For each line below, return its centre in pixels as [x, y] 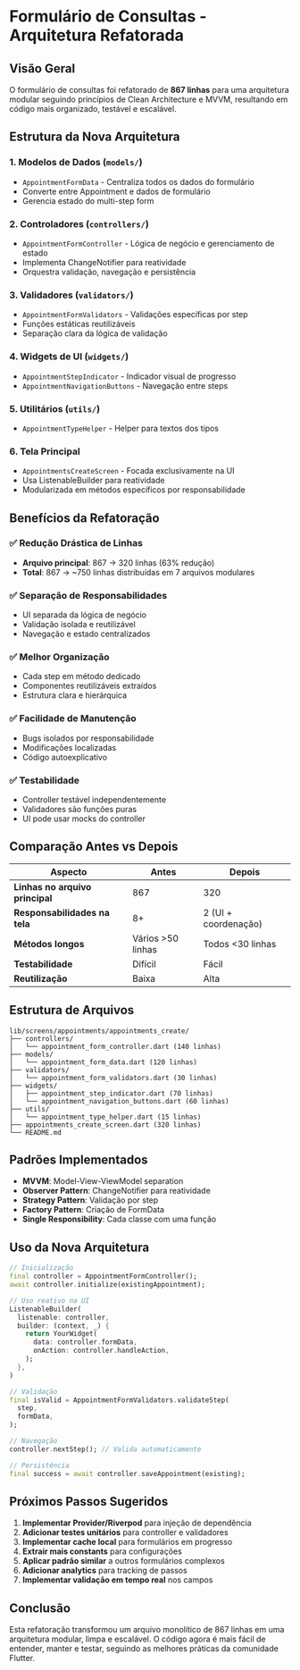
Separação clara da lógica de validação [95, 333]
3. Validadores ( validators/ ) [71, 295]
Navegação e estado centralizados [86, 634]
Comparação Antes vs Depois [94, 847]
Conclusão [40, 1608]
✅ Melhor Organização [59, 657]
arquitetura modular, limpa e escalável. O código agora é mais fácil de [137, 1639]
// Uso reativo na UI [50, 1301]
